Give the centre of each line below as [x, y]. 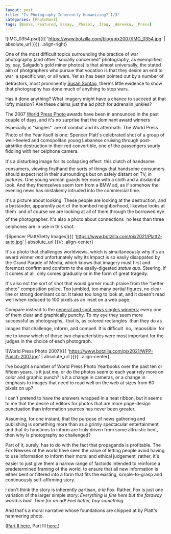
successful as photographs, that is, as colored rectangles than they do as [84, 321]
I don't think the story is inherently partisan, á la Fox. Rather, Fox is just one [84, 490]
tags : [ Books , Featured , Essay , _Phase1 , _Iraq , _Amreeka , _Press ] [79, 24]
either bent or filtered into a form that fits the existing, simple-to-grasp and [84, 474]
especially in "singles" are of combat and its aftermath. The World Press [82, 128]
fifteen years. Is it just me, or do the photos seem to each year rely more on [84, 372]
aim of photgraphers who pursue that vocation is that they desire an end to [84, 71]
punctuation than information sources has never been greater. [70, 409]
